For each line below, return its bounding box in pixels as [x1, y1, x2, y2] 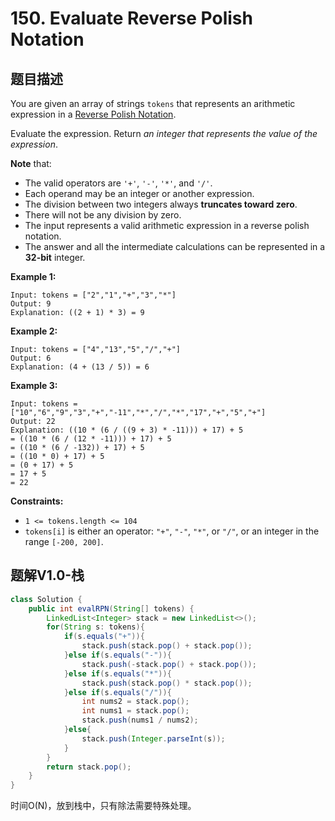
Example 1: [10, 271, 57, 282]
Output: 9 [10, 299, 52, 309]
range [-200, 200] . [24, 536, 104, 547]
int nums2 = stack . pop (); [81, 697, 190, 707]
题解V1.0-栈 [10, 567, 85, 584]
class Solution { [10, 594, 83, 604]
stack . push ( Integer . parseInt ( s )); [81, 733, 226, 744]
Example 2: [10, 325, 58, 337]
